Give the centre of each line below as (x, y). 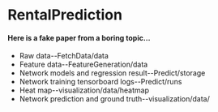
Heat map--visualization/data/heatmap (84, 90)
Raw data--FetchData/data (64, 56)
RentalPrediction (65, 15)
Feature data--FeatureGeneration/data (83, 65)
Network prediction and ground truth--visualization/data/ (114, 99)
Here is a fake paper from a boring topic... (79, 37)
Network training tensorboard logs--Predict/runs (100, 82)
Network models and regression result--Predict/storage (112, 73)
